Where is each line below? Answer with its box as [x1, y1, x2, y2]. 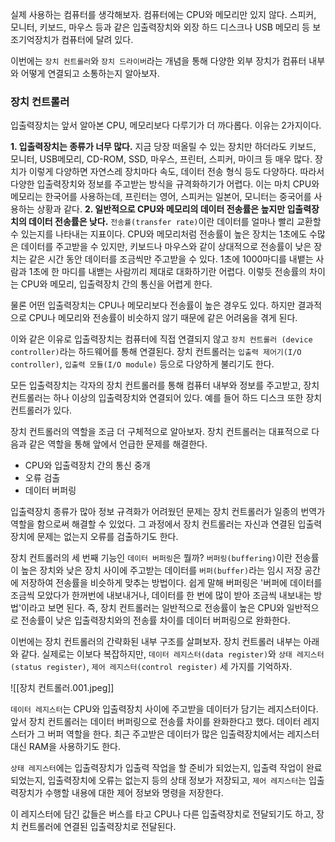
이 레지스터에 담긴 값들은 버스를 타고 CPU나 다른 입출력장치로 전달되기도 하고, [10, 808, 315, 820]
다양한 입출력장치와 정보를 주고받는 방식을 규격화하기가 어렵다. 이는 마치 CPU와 [10, 178, 320, 190]
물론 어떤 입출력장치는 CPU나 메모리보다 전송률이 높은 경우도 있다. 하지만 [10, 299, 296, 312]
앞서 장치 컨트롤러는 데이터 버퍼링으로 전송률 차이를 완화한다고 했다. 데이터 [10, 716, 302, 728]
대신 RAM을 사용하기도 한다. [10, 741, 121, 753]
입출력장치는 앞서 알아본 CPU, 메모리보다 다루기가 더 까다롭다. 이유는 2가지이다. [10, 119, 322, 132]
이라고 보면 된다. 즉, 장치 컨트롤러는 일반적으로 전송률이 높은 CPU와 [21, 602, 285, 614]
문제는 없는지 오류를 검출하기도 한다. [36, 531, 179, 543]
